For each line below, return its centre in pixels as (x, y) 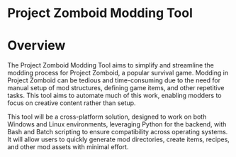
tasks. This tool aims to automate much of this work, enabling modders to (114, 96)
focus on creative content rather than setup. (72, 103)
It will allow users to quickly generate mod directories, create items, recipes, (119, 139)
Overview (36, 46)
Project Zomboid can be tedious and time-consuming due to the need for (114, 80)
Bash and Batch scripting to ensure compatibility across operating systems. (118, 132)
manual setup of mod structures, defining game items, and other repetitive (116, 88)
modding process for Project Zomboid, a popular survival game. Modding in (118, 73)
